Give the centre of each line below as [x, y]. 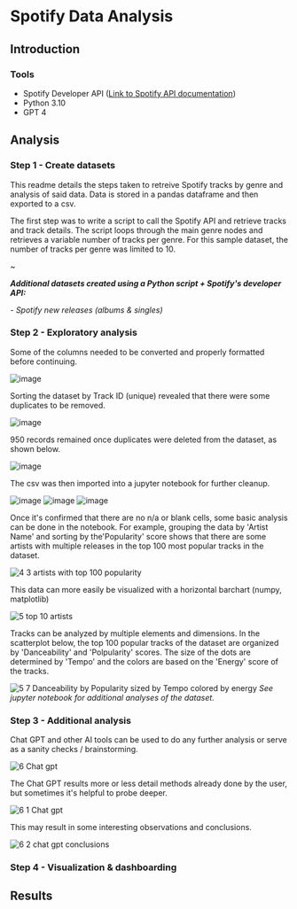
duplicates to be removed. [58, 405]
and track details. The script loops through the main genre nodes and [137, 230]
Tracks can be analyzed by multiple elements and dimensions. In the [135, 633]
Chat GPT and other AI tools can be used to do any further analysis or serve [148, 740]
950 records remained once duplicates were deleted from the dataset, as [144, 439]
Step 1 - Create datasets [63, 166]
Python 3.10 [44, 103]
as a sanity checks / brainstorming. [74, 750]
